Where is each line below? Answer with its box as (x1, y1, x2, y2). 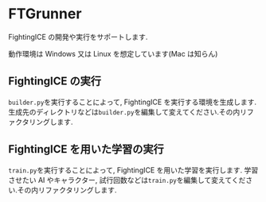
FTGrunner (8, 5, 82, 23)
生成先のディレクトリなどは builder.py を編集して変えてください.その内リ (8, 107, 248, 116)
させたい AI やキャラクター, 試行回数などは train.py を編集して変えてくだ (8, 175, 246, 185)
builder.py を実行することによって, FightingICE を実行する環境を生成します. (8, 97, 257, 107)
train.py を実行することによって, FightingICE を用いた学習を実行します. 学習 (8, 165, 259, 175)
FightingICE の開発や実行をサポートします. (8, 32, 148, 41)
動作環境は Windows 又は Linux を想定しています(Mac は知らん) (8, 49, 218, 58)
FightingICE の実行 (8, 75, 102, 88)
